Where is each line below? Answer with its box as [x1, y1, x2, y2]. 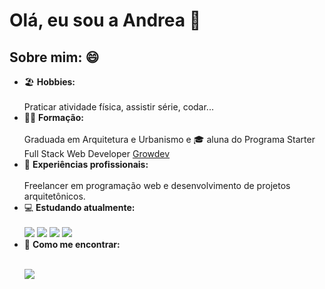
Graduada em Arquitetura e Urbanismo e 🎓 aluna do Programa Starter [23, 134, 316, 145]
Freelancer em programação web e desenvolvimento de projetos [23, 180, 291, 191]
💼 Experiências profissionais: [23, 159, 149, 170]
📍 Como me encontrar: [23, 239, 121, 250]
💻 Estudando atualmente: [23, 202, 136, 213]
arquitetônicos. [23, 190, 86, 202]
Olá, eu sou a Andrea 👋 [9, 9, 202, 32]
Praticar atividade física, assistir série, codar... [23, 101, 214, 113]
